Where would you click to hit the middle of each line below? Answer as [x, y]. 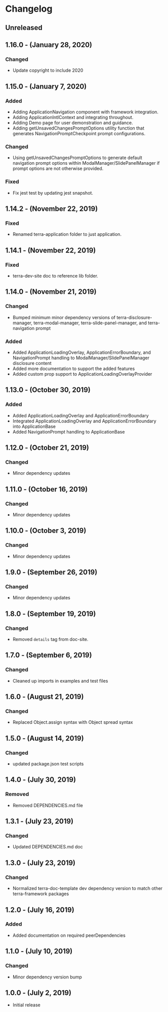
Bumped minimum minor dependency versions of [64, 317]
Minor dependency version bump [47, 977]
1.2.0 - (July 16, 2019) [40, 910]
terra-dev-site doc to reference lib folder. [55, 275]
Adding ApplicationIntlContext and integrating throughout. [73, 117]
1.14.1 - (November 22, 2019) [51, 250]
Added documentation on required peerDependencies [69, 935]
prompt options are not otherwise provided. [58, 169]
